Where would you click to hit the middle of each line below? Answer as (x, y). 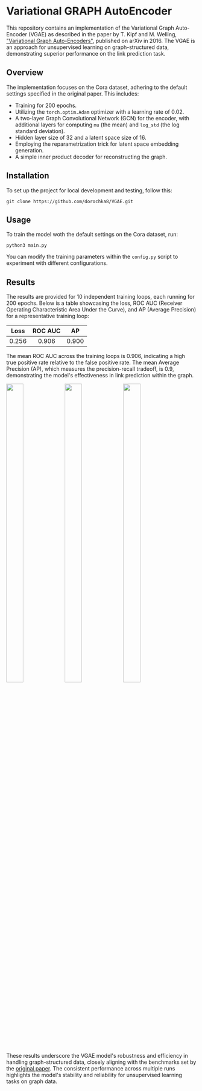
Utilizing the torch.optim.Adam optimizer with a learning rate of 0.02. (99, 112)
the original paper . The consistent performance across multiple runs (91, 1069)
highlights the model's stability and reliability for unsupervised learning (94, 1075)
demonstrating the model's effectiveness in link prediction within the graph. (100, 376)
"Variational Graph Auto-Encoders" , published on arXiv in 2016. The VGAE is (101, 41)
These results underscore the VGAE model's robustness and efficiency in (97, 1056)
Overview (25, 73)
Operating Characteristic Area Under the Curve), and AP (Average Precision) (101, 310)
